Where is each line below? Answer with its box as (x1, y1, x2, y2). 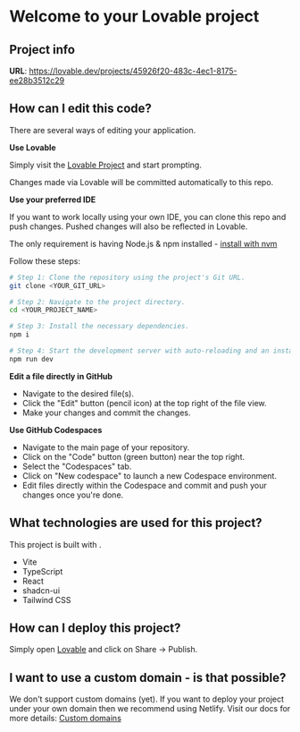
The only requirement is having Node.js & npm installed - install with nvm (9, 238, 278, 249)
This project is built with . (9, 539, 102, 549)
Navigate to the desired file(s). (21, 387, 134, 399)
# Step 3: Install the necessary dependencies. (9, 322, 190, 331)
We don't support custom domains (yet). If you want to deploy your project (9, 694, 284, 704)
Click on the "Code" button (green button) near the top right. (21, 451, 246, 462)
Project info (9, 42, 76, 57)
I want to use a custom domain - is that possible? (9, 669, 287, 685)
